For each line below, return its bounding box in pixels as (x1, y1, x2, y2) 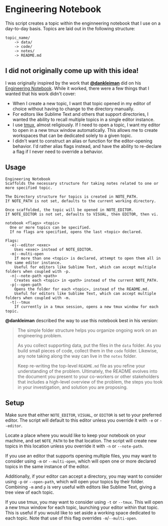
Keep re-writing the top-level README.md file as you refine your (17, 362, 145, 368)
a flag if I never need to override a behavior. (12, 148, 104, 155)
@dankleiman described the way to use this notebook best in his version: (5, 317, 158, 323)
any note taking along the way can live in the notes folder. (17, 353, 137, 359)
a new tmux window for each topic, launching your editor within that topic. (5, 504, 159, 510)
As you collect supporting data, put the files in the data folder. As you (17, 342, 161, 348)
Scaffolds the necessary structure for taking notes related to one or (5, 181, 158, 186)
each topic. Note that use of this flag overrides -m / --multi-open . (5, 515, 137, 521)
